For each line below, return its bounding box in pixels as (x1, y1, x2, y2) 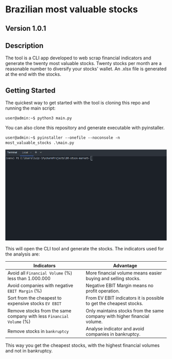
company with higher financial (85, 313, 149, 319)
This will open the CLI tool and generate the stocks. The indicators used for (5, 246, 164, 252)
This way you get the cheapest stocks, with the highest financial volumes (5, 342, 160, 349)
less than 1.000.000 (7, 275, 51, 281)
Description (5, 41, 44, 50)
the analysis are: (5, 251, 40, 257)
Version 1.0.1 (5, 24, 47, 33)
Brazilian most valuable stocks (5, 4, 138, 15)
